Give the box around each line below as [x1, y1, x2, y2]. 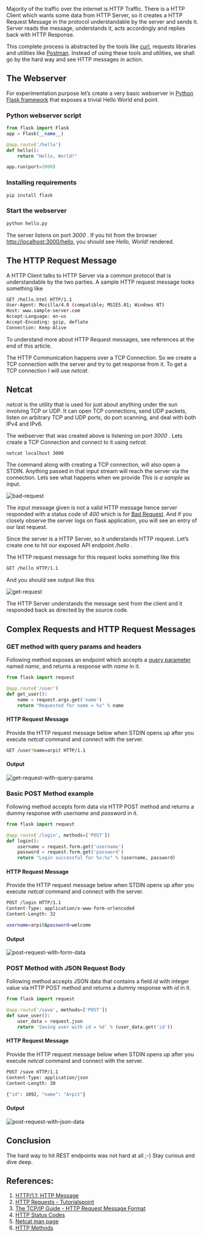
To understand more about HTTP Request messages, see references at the [6, 335, 195, 343]
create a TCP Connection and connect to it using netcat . [6, 438, 148, 446]
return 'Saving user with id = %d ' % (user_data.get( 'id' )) [17, 1024, 173, 1030]
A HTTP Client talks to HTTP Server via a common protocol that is [6, 272, 172, 279]
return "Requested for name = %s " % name [17, 703, 124, 709]
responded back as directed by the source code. [6, 606, 129, 614]
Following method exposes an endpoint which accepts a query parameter [6, 656, 191, 664]
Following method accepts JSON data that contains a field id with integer [6, 978, 189, 985]
